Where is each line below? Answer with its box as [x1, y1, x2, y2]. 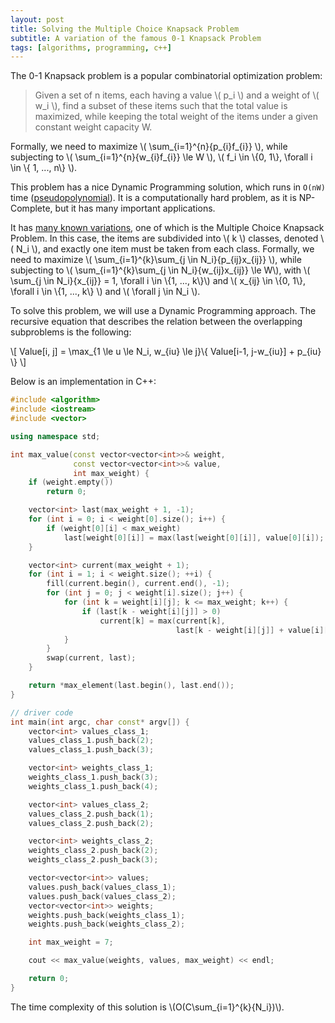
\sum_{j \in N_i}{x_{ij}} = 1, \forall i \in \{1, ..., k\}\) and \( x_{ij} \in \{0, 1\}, [10, 275, 306, 287]
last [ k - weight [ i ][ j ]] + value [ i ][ [175, 625, 329, 635]
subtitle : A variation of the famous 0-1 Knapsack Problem [10, 33, 262, 43]
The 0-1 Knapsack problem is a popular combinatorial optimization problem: [10, 70, 323, 82]
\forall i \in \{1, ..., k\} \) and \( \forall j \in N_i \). [10, 286, 201, 298]
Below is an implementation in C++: [10, 376, 157, 388]
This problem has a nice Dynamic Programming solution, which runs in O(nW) [10, 181, 326, 193]
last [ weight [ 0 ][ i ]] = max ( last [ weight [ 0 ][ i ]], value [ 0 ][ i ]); [63, 532, 325, 543]
